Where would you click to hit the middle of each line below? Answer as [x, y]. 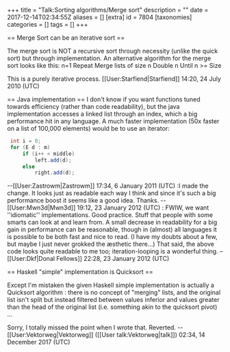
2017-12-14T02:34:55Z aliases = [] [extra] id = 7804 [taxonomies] [100, 17]
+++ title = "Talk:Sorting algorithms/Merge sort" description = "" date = [108, 10]
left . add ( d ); [53, 160]
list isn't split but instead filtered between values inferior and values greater [113, 300]
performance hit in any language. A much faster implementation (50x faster [113, 121]
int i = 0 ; [25, 141]
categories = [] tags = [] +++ [48, 24]
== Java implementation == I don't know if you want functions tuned [104, 99]
